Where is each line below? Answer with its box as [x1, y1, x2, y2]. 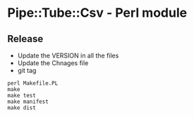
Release [7, 33, 44, 45]
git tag [17, 67, 37, 74]
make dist [7, 104, 37, 111]
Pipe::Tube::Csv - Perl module [7, 5, 188, 21]
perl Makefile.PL [7, 80, 59, 87]
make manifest [7, 98, 49, 105]
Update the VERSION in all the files [17, 51, 119, 60]
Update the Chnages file [17, 59, 89, 67]
